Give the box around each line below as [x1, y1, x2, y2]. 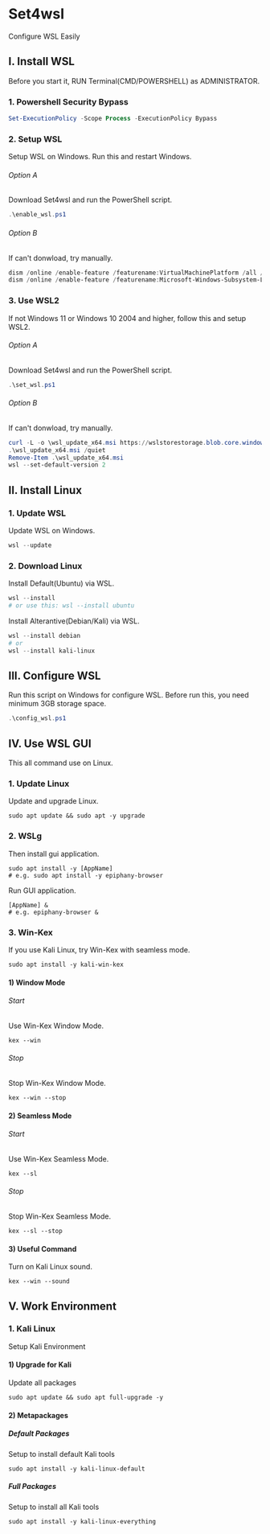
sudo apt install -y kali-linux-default [8, 1465, 146, 1473]
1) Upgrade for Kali [8, 1360, 72, 1370]
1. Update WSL [8, 508, 67, 519]
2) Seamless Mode [8, 1111, 72, 1121]
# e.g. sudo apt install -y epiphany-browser [8, 871, 163, 879]
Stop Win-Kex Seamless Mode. [8, 1211, 111, 1221]
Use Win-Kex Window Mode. [8, 1021, 104, 1030]
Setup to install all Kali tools [8, 1502, 100, 1511]
